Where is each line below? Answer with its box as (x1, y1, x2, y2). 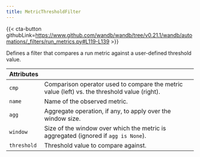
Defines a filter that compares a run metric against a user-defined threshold (6, 49, 192, 57)
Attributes (9, 70, 39, 78)
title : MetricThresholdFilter (6, 8, 82, 15)
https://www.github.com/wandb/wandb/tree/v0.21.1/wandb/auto (35, 31, 193, 39)
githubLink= (6, 31, 36, 39)
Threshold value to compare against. (44, 141, 147, 149)
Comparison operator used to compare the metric (44, 80, 183, 88)
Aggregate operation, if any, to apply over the (44, 107, 171, 115)
